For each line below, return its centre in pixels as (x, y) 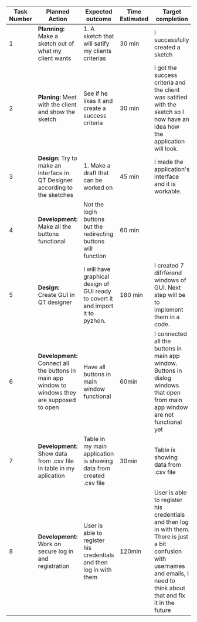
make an (50, 165)
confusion (168, 551)
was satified (171, 97)
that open (167, 392)
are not (164, 415)
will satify (96, 44)
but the (93, 227)
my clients (98, 51)
